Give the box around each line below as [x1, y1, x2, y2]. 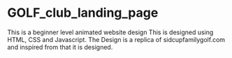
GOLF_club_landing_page [7, 5, 159, 21]
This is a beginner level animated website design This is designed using [7, 28, 214, 36]
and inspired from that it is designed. [7, 43, 113, 51]
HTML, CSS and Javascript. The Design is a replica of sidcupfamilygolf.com [7, 35, 226, 43]
